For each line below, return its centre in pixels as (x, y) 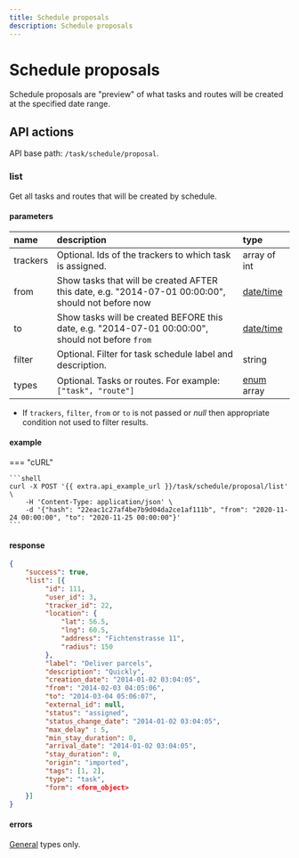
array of (259, 255)
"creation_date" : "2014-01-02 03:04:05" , (123, 680)
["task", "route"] (96, 390)
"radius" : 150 (87, 647)
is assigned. (81, 266)
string (255, 359)
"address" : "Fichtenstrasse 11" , (123, 639)
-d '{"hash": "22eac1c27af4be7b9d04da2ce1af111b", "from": (137, 510)
